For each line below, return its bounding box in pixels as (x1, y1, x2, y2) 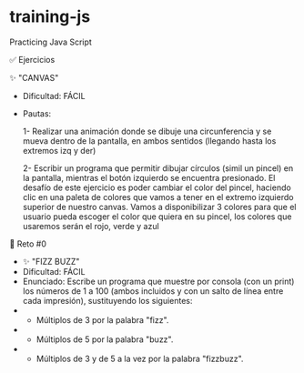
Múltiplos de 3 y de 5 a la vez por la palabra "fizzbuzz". (35, 353, 244, 364)
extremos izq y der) (22, 145, 96, 156)
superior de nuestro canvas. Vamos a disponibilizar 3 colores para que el (22, 201, 297, 212)
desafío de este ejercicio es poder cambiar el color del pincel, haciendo (22, 182, 291, 193)
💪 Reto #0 (9, 238, 47, 249)
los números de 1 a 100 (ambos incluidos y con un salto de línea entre (22, 285, 284, 297)
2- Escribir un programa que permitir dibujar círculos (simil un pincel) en (22, 162, 294, 174)
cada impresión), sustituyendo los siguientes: (22, 295, 193, 306)
